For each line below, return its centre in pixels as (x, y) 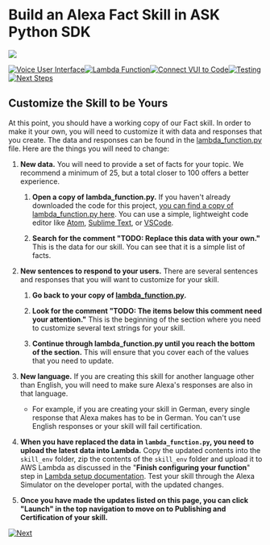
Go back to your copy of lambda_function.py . (109, 295)
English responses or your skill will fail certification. (117, 426)
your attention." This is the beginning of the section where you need (146, 319)
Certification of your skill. (64, 517)
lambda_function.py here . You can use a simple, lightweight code (140, 214)
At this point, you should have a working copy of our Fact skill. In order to (130, 123)
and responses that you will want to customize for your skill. (119, 279)
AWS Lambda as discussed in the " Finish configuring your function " (135, 467)
